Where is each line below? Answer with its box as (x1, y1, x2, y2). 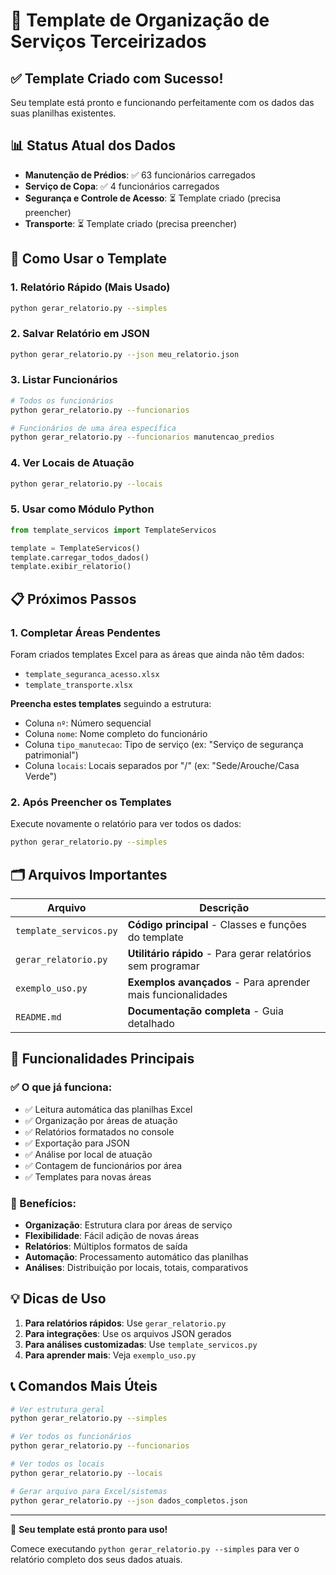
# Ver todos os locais (10, 1459, 105, 1469)
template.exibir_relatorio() (10, 562, 132, 572)
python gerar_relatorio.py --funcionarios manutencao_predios (10, 432, 275, 443)
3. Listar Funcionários (10, 373, 118, 387)
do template (127, 930, 184, 944)
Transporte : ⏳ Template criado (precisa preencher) (24, 217, 238, 229)
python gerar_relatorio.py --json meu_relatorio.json (10, 349, 240, 359)
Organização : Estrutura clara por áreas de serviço (24, 1219, 233, 1231)
